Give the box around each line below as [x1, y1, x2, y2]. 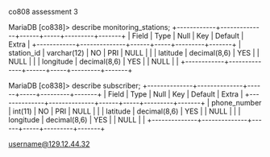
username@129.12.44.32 [8, 139, 90, 148]
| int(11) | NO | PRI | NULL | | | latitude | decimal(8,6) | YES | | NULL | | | [8, 106, 241, 116]
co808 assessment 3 [8, 7, 78, 16]
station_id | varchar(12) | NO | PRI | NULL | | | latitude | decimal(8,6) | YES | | [8, 48, 260, 57]
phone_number [210, 98, 262, 107]
